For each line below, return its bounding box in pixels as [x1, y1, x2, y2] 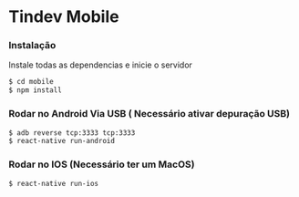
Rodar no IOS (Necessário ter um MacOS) [8, 158, 195, 171]
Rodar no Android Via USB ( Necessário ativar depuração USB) [8, 108, 291, 120]
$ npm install [8, 86, 63, 95]
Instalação [8, 39, 57, 52]
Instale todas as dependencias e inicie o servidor [8, 59, 193, 70]
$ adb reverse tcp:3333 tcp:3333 [8, 128, 136, 138]
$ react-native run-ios [8, 179, 99, 188]
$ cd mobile [8, 78, 54, 87]
